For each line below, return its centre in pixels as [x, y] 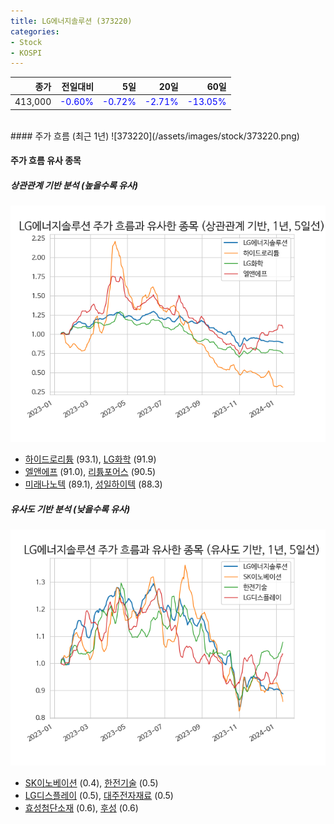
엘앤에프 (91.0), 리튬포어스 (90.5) [90, 472]
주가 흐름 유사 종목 [46, 161]
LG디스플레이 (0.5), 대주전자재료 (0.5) [99, 796]
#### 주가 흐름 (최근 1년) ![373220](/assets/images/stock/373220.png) [155, 136]
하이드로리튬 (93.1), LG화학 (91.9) [90, 459]
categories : [35, 31]
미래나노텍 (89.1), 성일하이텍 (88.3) [93, 484]
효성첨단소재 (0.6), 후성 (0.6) [81, 808]
